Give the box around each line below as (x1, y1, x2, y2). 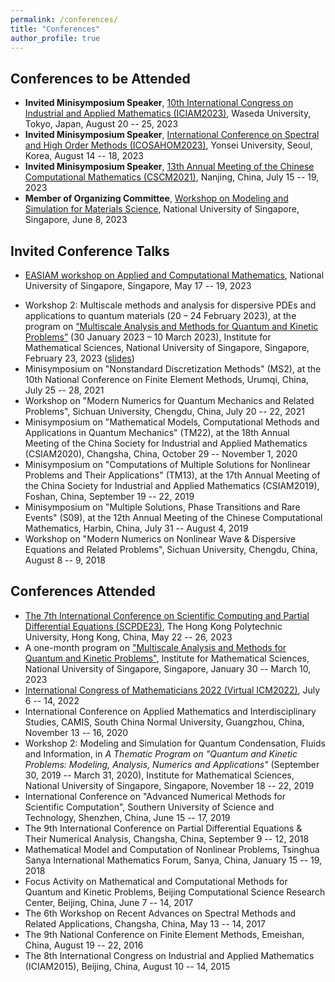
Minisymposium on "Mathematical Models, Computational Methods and (24, 416, 320, 428)
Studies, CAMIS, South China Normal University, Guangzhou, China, (24, 716, 305, 728)
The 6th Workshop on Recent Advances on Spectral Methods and (24, 907, 297, 919)
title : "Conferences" (10, 24, 101, 34)
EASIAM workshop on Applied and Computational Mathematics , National (24, 269, 325, 281)
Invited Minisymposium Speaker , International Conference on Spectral (24, 129, 320, 141)
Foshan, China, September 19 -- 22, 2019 (24, 491, 195, 502)
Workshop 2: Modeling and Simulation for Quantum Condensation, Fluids (24, 737, 326, 749)
